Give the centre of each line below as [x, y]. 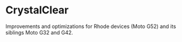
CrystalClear [37, 10]
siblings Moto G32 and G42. [40, 32]
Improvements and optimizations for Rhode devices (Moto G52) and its [91, 26]
